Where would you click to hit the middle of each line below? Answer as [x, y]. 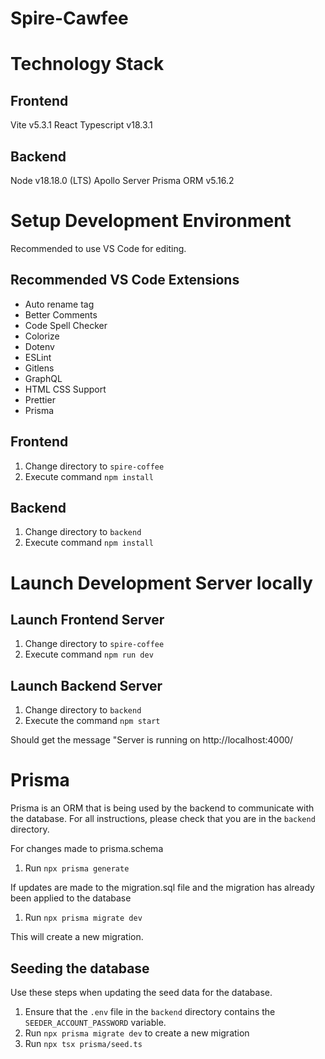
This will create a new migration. [77, 937]
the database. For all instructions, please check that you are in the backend [163, 819]
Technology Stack [87, 64]
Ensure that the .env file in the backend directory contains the [150, 1011]
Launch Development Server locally [161, 583]
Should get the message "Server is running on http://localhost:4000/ [152, 740]
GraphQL [43, 378]
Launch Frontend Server [87, 619]
